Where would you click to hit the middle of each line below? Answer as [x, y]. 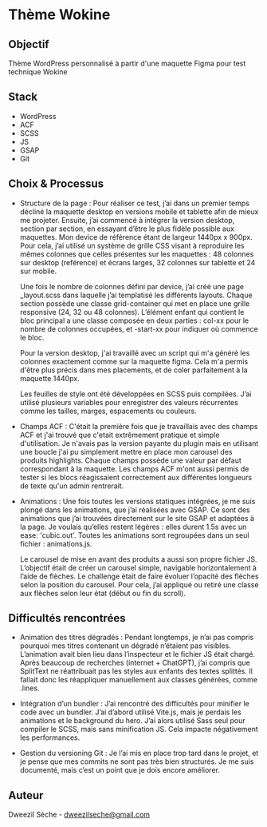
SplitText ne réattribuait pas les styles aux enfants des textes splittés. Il [136, 671]
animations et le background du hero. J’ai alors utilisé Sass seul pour [132, 721]
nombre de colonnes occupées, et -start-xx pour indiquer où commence [139, 328]
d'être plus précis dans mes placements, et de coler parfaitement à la [134, 370]
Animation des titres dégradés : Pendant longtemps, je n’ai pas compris [137, 638]
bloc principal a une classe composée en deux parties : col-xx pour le [134, 320]
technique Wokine [38, 72]
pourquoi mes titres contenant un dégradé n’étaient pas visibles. [125, 646]
